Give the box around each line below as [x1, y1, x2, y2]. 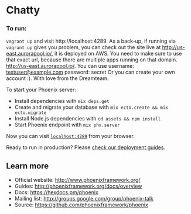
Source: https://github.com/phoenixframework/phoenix [14, 201, 148, 208]
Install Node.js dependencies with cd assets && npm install [14, 115, 161, 122]
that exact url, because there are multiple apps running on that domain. [6, 56, 178, 63]
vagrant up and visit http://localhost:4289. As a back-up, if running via [6, 37, 176, 44]
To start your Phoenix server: [6, 86, 76, 94]
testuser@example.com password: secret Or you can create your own [6, 68, 175, 76]
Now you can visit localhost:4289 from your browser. [6, 133, 135, 140]
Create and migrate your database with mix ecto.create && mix [14, 103, 168, 111]
